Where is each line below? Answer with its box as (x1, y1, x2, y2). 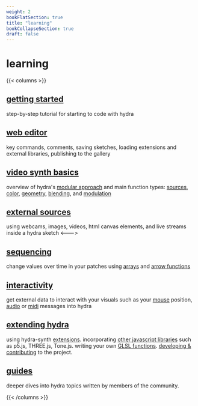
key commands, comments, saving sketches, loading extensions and (6, 144, 177, 151)
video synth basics (6, 168, 79, 178)
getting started (6, 94, 64, 105)
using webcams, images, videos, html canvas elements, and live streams (6, 223, 187, 230)
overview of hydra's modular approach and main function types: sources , (6, 183, 188, 190)
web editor (6, 127, 48, 138)
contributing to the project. (6, 348, 73, 356)
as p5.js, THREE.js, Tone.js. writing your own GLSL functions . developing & (6, 342, 191, 349)
